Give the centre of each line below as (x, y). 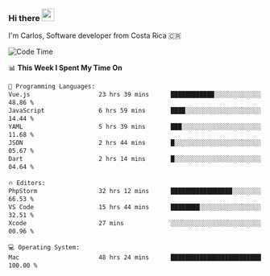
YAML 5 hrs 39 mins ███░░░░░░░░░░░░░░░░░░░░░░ (135, 127)
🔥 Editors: (27, 183)
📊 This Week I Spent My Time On (65, 68)
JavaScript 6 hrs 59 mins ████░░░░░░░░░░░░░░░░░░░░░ (135, 111)
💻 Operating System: (44, 248)
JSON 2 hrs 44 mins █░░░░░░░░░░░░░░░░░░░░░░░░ (135, 143)
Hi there (24, 18)
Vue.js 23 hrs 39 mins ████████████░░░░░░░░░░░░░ (135, 95)
